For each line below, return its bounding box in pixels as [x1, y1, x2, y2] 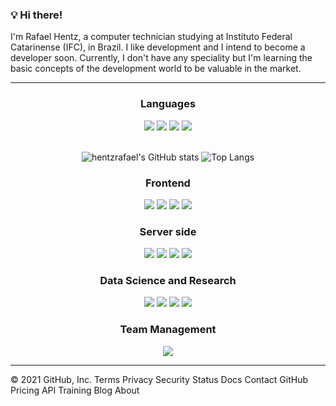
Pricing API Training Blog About [10, 384, 140, 396]
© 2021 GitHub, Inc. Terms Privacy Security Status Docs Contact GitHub [10, 373, 308, 385]
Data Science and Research [99, 274, 237, 288]
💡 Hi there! [10, 8, 63, 22]
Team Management [119, 323, 217, 337]
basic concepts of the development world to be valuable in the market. [10, 63, 302, 75]
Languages [139, 97, 197, 111]
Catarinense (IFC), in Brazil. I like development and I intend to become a [10, 41, 306, 53]
